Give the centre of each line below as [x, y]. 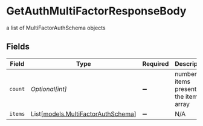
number [186, 74]
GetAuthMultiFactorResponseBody [96, 11]
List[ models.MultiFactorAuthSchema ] [84, 114]
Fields [18, 47]
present [186, 89]
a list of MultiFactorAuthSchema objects [56, 28]
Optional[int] [49, 89]
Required [156, 63]
